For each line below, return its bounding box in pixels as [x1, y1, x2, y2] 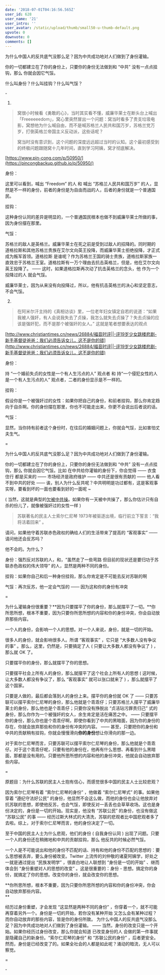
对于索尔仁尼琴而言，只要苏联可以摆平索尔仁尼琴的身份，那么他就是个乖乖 [5, 740, 156, 746]
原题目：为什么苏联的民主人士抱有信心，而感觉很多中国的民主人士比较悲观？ [5, 779, 160, 785]
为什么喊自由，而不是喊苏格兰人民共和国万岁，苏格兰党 [38, 122, 151, 128]
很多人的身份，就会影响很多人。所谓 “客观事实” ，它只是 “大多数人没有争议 [5, 637, 157, 643]
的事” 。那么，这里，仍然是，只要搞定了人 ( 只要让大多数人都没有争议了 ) [5, 643, 153, 649]
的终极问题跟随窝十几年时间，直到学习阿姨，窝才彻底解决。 [17, 145, 138, 151]
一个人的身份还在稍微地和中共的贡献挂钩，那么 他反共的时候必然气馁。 [5, 836, 148, 842]
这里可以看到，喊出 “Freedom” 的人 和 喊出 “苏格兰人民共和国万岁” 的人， [5, 181, 154, 187]
